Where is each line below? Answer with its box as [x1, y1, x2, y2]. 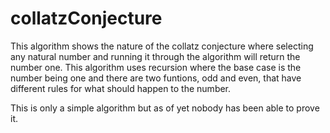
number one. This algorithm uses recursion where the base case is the [10, 61, 302, 73]
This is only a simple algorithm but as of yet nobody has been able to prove [10, 102, 320, 114]
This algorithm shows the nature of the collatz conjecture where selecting [10, 40, 314, 52]
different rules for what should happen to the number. [10, 82, 232, 94]
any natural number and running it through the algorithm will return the [10, 50, 301, 62]
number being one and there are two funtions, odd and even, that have [10, 72, 302, 84]
